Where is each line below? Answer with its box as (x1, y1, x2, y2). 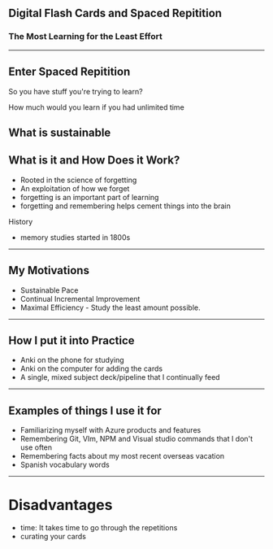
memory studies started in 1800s (19, 232, 131, 242)
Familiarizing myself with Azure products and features (19, 425, 201, 435)
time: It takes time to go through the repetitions (19, 523, 178, 533)
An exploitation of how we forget (19, 183, 130, 194)
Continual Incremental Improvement (19, 294, 141, 303)
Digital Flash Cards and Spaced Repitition (8, 7, 222, 20)
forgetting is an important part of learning (19, 192, 159, 202)
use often (19, 442, 53, 452)
